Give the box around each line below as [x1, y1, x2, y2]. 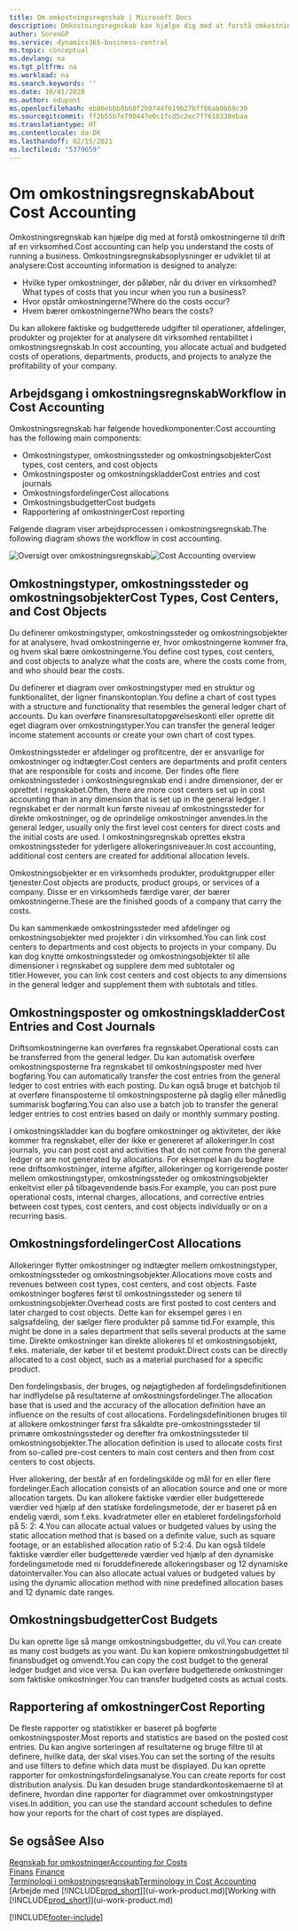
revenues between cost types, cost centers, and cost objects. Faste [9, 1278, 257, 1289]
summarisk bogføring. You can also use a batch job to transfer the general [9, 1099, 278, 1110]
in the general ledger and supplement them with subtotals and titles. [9, 979, 258, 990]
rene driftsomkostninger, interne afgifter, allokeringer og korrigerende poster [9, 1164, 289, 1174]
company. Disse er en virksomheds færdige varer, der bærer [9, 887, 231, 898]
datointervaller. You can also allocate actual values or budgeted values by [9, 1568, 276, 1579]
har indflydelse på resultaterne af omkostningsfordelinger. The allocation [9, 1390, 273, 1401]
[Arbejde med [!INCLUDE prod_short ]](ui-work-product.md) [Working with [9, 1886, 277, 1896]
